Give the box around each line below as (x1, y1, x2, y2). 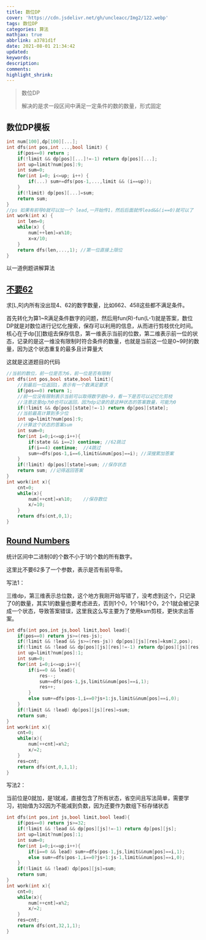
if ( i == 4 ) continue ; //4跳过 (28, 445, 101, 451)
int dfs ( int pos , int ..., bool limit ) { (6, 144, 109, 150)
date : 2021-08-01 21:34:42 (6, 44, 75, 50)
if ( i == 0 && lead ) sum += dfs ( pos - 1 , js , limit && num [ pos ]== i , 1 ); (28, 849, 185, 855)
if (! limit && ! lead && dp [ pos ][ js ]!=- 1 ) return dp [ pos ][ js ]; (17, 826, 177, 832)
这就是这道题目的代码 (6, 358, 60, 365)
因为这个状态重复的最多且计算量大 (17, 345, 103, 353)
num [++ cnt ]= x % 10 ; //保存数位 (28, 496, 107, 502)
